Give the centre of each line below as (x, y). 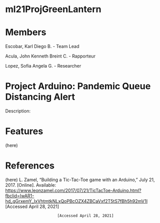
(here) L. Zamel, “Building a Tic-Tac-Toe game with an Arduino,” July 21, (80, 180)
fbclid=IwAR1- (20, 196)
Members (26, 33)
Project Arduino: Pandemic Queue (78, 86)
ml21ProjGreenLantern (54, 9)
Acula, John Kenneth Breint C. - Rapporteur (50, 56)
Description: (18, 111)
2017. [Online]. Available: (31, 185)
